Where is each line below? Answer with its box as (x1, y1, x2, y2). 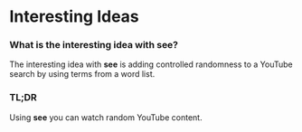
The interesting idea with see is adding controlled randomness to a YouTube (9, 59, 294, 70)
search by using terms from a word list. (9, 69, 156, 80)
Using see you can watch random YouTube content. (9, 111, 203, 123)
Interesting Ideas (9, 6, 140, 27)
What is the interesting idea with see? (9, 39, 179, 52)
